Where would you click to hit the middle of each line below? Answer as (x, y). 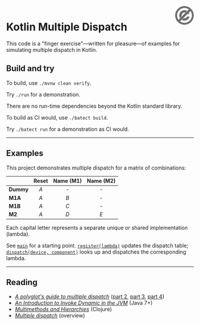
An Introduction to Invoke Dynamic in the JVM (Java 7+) (84, 303)
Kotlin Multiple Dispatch (67, 27)
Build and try (30, 69)
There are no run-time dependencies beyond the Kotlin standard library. (94, 106)
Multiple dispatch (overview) (50, 315)
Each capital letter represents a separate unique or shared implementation (97, 227)
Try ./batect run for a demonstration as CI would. (68, 129)
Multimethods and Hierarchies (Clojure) (63, 310)
